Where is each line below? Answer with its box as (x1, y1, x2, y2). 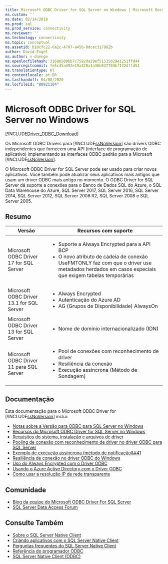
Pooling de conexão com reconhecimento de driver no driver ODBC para (12, 439, 162, 445)
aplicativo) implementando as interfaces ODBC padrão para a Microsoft (5, 151, 152, 157)
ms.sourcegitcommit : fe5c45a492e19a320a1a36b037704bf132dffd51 (5, 63, 140, 68)
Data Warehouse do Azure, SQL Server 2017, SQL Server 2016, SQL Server (5, 187, 159, 193)
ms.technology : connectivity (5, 36, 66, 41)
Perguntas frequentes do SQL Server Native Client (12, 542, 116, 548)
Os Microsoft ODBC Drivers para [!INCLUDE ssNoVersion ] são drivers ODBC (5, 140, 161, 146)
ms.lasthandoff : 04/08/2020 (5, 77, 64, 82)
